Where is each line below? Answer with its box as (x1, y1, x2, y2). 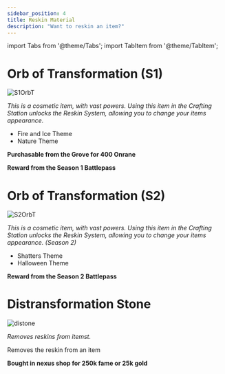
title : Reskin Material (7, 16, 76, 23)
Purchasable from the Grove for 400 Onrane (7, 151, 136, 159)
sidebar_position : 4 (7, 10, 67, 17)
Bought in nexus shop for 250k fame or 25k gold (7, 359, 148, 368)
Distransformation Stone (7, 296, 151, 312)
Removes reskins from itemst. (7, 333, 92, 341)
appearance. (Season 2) (7, 239, 77, 247)
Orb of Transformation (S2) (7, 188, 166, 203)
